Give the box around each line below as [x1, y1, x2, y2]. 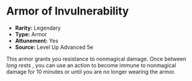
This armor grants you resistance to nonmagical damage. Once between [6, 55, 187, 62]
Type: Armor [14, 30, 47, 37]
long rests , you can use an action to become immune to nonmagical [6, 62, 176, 69]
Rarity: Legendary [14, 24, 61, 31]
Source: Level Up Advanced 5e [14, 44, 94, 51]
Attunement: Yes [14, 37, 59, 44]
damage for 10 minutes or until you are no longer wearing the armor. [6, 68, 176, 75]
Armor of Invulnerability [6, 4, 129, 18]
